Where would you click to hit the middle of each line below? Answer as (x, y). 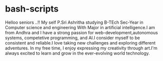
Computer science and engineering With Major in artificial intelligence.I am (80, 27)
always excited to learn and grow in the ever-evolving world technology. (78, 53)
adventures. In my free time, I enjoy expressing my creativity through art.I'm (81, 48)
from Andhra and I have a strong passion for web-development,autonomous (81, 32)
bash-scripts (32, 9)
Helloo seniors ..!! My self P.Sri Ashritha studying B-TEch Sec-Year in (74, 22)
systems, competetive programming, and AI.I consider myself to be (72, 38)
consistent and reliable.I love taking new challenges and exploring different (80, 43)
